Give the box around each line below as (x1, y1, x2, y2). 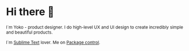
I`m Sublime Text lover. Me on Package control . (6, 39, 100, 45)
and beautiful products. (6, 29, 53, 35)
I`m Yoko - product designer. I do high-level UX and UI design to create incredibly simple (6, 24, 184, 30)
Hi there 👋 (6, 5, 54, 19)
